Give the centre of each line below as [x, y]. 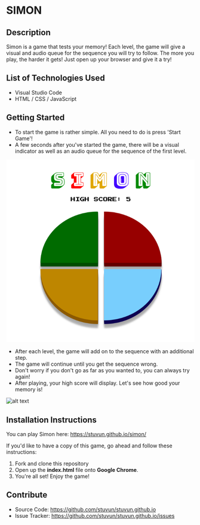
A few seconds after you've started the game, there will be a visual [97, 144]
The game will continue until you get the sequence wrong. [86, 364]
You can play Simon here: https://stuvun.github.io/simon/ [76, 434]
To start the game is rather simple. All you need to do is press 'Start [98, 132]
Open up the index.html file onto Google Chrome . [76, 470]
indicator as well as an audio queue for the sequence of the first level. [101, 151]
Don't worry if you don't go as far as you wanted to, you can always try [102, 370]
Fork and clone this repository [52, 464]
